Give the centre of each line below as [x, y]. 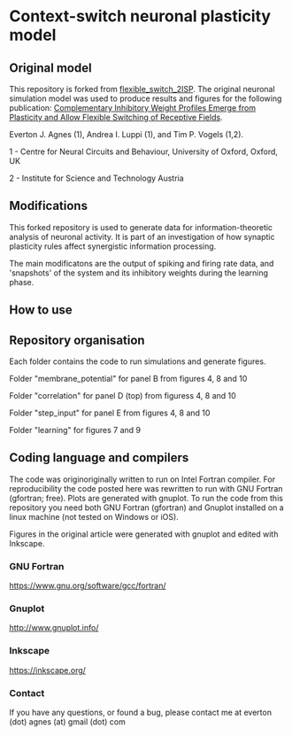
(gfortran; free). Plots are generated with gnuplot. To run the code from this [146, 498]
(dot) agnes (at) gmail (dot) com [67, 722]
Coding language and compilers [99, 458]
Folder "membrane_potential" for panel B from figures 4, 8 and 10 [128, 379]
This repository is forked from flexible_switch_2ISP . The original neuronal [142, 89]
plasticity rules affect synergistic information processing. [113, 246]
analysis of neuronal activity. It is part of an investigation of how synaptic [142, 236]
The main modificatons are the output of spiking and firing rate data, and [142, 263]
